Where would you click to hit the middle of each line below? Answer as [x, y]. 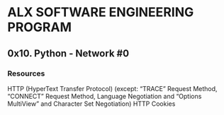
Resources [26, 73]
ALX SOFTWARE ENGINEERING [101, 12]
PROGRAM [40, 27]
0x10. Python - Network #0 [68, 53]
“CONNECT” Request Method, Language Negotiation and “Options [105, 96]
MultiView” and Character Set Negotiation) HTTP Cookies [91, 104]
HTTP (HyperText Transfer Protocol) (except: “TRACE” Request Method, [112, 88]
